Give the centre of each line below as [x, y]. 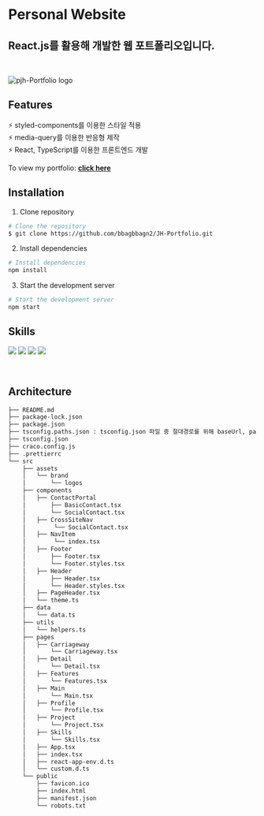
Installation [36, 193]
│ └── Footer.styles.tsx [74, 564]
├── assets [40, 468]
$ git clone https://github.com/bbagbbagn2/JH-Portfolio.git [111, 233]
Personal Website [67, 15]
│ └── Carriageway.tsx [70, 652]
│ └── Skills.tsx [61, 740]
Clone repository [47, 211]
